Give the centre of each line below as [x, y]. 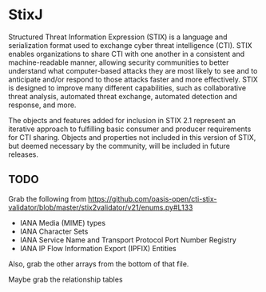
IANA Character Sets [54, 231]
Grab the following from [47, 198]
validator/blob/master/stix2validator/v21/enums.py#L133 [101, 207]
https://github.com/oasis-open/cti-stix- [152, 198]
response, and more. [42, 105]
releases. [23, 154]
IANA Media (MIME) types [63, 222]
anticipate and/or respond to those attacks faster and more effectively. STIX [133, 79]
